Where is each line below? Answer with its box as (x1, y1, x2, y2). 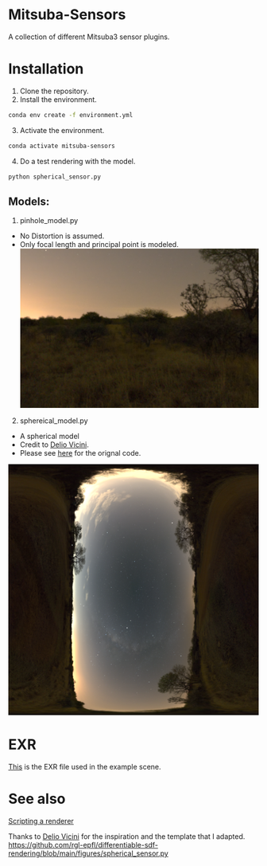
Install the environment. (19, 94, 97, 104)
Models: (8, 194, 50, 208)
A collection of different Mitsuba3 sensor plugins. (8, 32, 170, 41)
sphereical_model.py (19, 416, 89, 425)
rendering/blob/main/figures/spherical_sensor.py (8, 848, 168, 858)
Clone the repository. (19, 86, 89, 96)
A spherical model (19, 432, 79, 441)
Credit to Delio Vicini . (19, 440, 90, 449)
